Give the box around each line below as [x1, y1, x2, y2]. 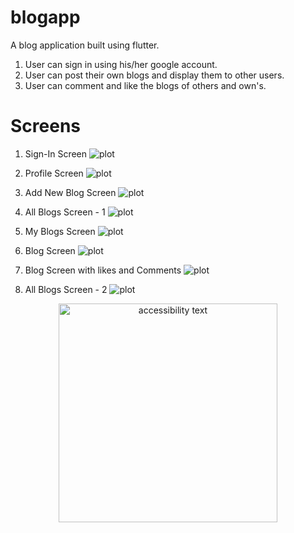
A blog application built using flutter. [10, 39, 160, 51]
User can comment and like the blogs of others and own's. [24, 79, 267, 91]
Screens [10, 115, 81, 138]
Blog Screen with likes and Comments [24, 264, 182, 276]
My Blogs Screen [24, 225, 96, 237]
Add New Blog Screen [24, 186, 117, 198]
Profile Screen [24, 167, 84, 179]
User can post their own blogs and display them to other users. [24, 69, 285, 81]
